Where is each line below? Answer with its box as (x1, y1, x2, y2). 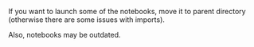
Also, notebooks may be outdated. (8, 31, 121, 39)
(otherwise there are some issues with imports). (8, 15, 166, 24)
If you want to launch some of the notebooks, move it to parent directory (8, 7, 246, 16)
